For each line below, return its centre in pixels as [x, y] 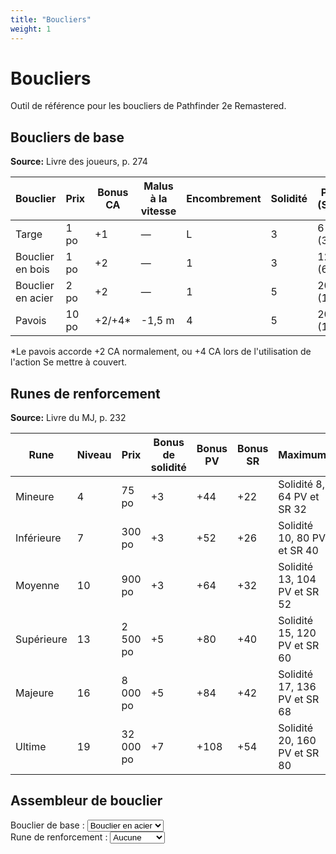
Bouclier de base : [47, 825]
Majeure [35, 693]
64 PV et [299, 497]
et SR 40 [298, 551]
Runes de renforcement [85, 393]
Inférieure [38, 538]
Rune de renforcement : [59, 837]
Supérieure [41, 639]
